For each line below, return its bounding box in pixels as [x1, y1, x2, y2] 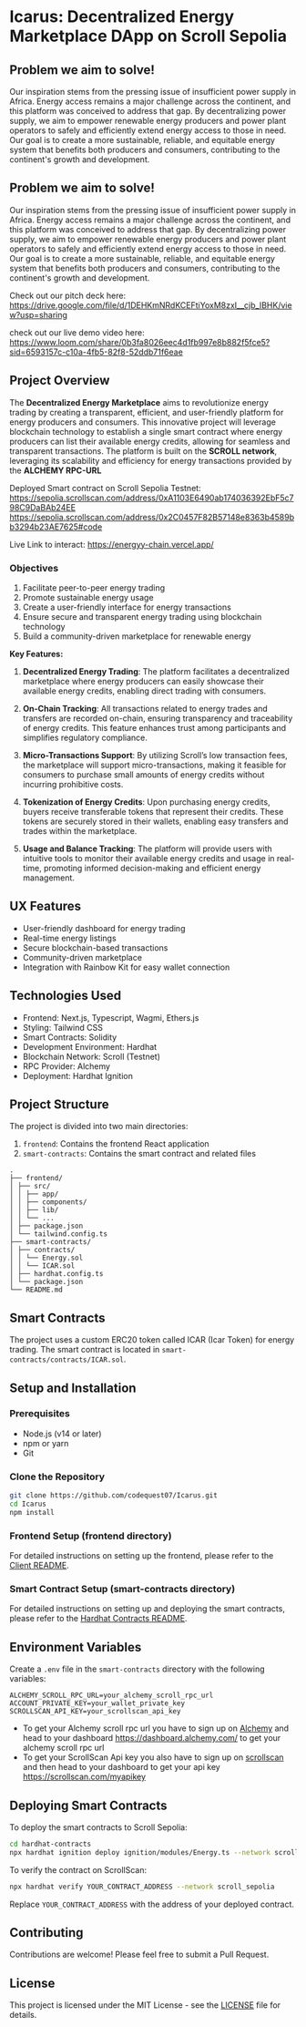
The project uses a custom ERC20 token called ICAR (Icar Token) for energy [9, 1334, 295, 1345]
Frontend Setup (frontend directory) [9, 1529, 172, 1542]
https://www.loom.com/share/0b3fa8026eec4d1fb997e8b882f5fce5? [9, 336, 270, 347]
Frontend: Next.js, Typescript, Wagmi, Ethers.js [22, 1012, 199, 1023]
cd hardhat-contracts [9, 1839, 92, 1848]
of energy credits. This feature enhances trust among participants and [22, 722, 287, 733]
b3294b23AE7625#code [9, 521, 103, 532]
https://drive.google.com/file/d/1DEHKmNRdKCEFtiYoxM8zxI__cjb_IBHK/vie [9, 299, 293, 311]
